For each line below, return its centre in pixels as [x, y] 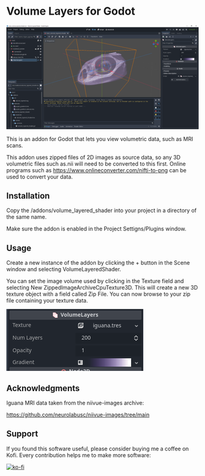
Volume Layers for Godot [71, 11]
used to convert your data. [40, 177]
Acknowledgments [43, 388]
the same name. [27, 217]
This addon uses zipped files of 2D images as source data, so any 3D [94, 157]
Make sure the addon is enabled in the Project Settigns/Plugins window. [96, 229]
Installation [28, 196]
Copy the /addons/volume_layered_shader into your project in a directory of [102, 211]
